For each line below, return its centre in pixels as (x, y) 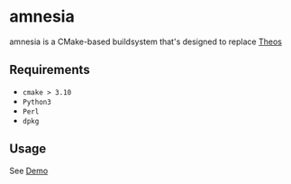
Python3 (36, 102)
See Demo (29, 170)
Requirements (50, 70)
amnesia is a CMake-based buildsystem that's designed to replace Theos (145, 41)
